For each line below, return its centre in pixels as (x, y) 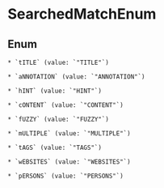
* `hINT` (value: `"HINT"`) (55, 91)
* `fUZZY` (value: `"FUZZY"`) (59, 119)
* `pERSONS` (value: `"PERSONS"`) (66, 176)
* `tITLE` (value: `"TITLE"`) (59, 62)
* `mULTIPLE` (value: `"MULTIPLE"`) (69, 134)
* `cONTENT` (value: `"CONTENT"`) (66, 105)
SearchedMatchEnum (82, 14)
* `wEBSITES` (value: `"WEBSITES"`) (69, 162)
